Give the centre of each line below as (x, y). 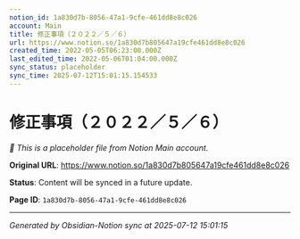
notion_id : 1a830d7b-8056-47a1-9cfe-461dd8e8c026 (104, 17)
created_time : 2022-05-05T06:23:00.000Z (86, 51)
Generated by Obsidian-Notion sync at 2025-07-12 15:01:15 (119, 225)
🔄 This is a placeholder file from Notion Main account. (109, 147)
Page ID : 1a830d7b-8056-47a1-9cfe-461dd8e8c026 (98, 199)
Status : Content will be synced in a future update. (101, 182)
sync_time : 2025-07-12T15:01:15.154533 (83, 76)
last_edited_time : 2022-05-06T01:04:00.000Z (93, 59)
